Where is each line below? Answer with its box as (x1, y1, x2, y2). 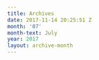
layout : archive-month (7, 42, 73, 49)
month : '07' (7, 23, 42, 30)
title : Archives (7, 10, 54, 17)
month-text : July (7, 29, 58, 37)
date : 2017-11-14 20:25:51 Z (7, 17, 92, 23)
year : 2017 (7, 36, 39, 43)
